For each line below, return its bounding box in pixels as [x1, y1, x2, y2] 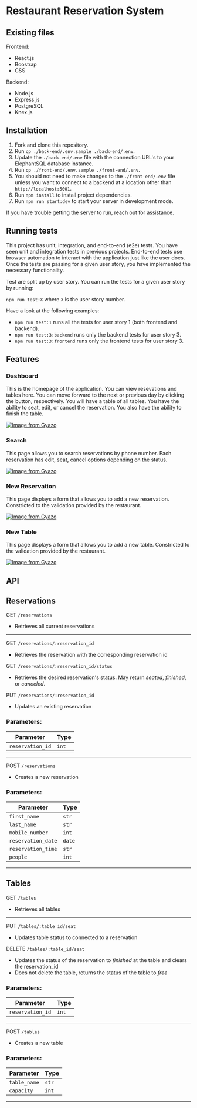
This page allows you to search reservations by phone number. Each [6, 450, 172, 457]
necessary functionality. [6, 267, 64, 274]
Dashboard [6, 372, 39, 380]
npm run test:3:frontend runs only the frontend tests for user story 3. [14, 337, 184, 344]
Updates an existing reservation [14, 703, 92, 710]
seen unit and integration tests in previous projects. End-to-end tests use [6, 248, 183, 255]
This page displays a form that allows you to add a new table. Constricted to [6, 541, 190, 548]
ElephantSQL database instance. [14, 160, 94, 167]
